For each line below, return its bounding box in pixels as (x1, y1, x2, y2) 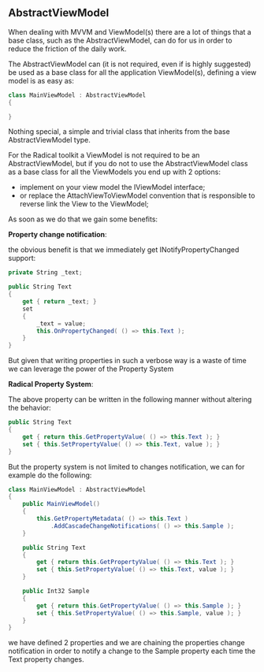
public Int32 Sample (22, 587, 90, 596)
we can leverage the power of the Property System (8, 364, 174, 373)
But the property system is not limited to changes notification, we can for (8, 462, 245, 471)
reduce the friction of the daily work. (8, 43, 128, 54)
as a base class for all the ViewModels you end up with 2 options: (8, 167, 221, 176)
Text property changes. (8, 655, 84, 664)
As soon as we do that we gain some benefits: (8, 214, 158, 224)
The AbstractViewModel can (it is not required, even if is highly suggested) (8, 59, 251, 69)
